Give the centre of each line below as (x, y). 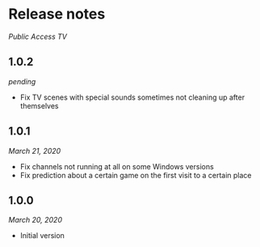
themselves (39, 105)
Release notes (57, 14)
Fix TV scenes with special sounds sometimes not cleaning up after (132, 97)
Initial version (42, 236)
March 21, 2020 (35, 151)
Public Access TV (38, 36)
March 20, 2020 (36, 220)
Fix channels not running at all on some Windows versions (117, 166)
